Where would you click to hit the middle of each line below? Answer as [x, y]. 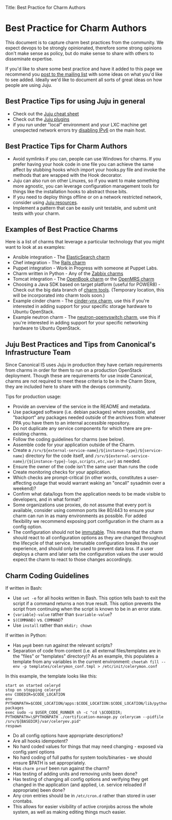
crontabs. [23, 801]
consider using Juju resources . [45, 202]
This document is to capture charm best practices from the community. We [84, 42]
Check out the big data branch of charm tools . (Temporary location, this [89, 290]
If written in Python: [26, 635]
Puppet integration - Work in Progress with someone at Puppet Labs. [85, 268]
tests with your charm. [36, 213]
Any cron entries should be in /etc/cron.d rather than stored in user [84, 796]
